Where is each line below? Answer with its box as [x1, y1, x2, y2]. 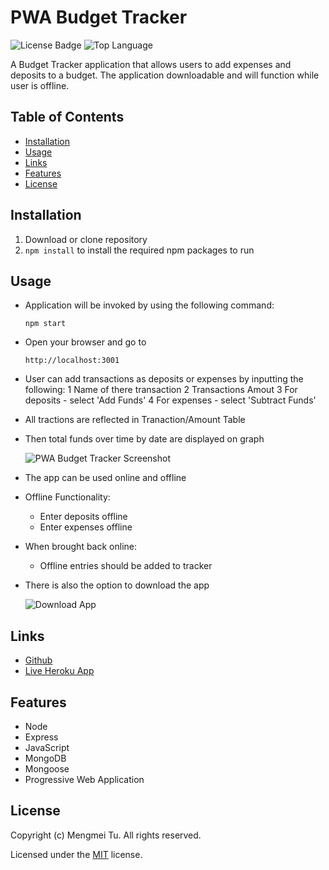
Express [24, 731, 59, 743]
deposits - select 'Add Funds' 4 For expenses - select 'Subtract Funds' [24, 394, 317, 406]
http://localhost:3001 [24, 356, 120, 366]
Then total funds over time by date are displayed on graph [24, 433, 265, 445]
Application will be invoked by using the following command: [24, 299, 275, 311]
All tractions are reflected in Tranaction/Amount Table [24, 414, 246, 426]
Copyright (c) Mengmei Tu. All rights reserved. [10, 829, 202, 841]
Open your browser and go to [24, 336, 147, 348]
